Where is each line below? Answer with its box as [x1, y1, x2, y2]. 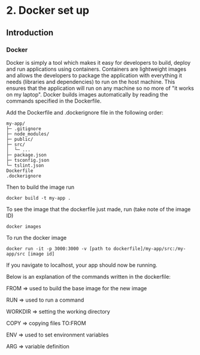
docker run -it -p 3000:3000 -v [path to [6, 245, 111, 252]
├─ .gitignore [6, 125, 42, 132]
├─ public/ [6, 136, 34, 142]
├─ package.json [6, 152, 47, 158]
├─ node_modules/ [6, 131, 50, 137]
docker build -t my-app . [6, 195, 71, 201]
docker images [6, 223, 42, 230]
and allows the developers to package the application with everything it [6, 71, 183, 79]
